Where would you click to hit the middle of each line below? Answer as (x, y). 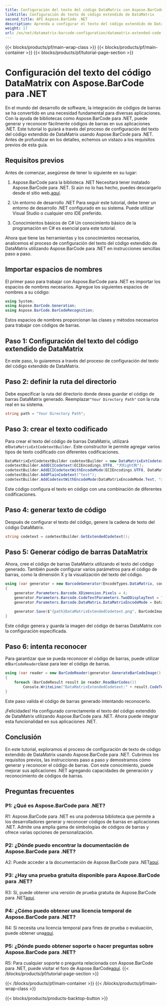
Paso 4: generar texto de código (56, 510)
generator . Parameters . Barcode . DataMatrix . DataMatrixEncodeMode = (83, 602)
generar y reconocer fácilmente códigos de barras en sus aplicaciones (78, 123)
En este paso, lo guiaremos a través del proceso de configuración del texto (82, 361)
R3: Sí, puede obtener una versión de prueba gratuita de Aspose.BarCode (81, 892)
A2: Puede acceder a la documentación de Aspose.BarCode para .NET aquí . (83, 862)
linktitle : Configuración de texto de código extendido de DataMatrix (80, 14)
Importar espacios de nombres (54, 269)
